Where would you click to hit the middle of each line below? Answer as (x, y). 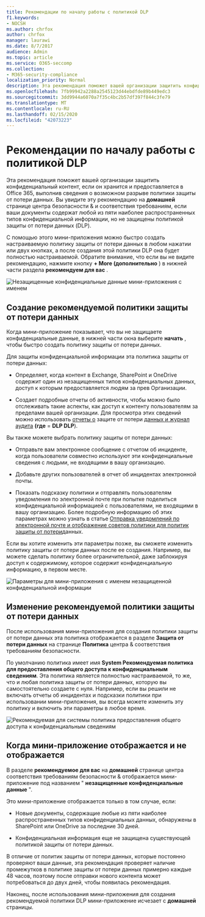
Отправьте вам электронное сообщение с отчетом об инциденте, (101, 449)
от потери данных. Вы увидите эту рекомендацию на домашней (91, 200)
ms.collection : (26, 69)
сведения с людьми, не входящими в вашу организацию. (90, 462)
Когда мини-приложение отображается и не (97, 746)
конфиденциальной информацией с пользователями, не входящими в (106, 506)
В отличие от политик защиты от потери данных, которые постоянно (96, 856)
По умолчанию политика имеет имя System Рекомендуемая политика (100, 662)
